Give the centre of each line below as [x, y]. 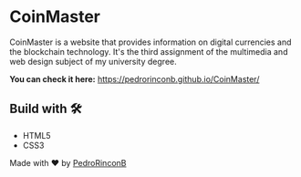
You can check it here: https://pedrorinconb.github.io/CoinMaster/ [135, 78]
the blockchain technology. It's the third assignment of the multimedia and [149, 51]
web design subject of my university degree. [93, 61]
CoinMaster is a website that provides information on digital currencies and [150, 42]
